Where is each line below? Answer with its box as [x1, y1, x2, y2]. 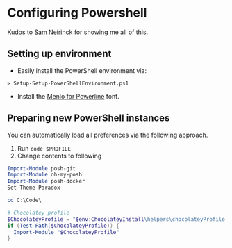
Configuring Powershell [7, 5, 147, 21]
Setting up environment [7, 48, 112, 60]
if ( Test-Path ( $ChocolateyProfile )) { [7, 222, 119, 229]
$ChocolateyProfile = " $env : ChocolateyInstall [7, 215, 144, 223]
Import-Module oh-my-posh [7, 172, 82, 179]
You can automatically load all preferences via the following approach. [7, 131, 208, 139]
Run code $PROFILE [17, 144, 72, 152]
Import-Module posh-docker [7, 178, 85, 185]
